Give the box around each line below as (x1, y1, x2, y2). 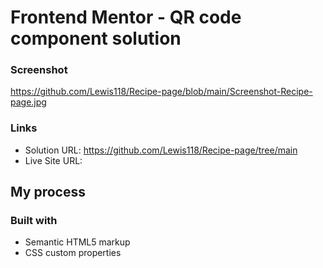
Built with (10, 214, 58, 228)
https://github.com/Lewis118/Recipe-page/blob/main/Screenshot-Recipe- (10, 86, 313, 98)
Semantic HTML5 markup (24, 236, 131, 248)
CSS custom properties (24, 247, 122, 259)
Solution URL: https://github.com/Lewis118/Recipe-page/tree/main (24, 144, 298, 156)
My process (10, 184, 86, 201)
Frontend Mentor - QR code (10, 6, 242, 29)
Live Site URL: (24, 154, 83, 166)
